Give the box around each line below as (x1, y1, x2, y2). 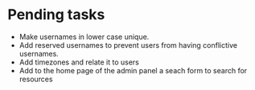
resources (19, 74, 53, 84)
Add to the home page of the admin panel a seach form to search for (19, 65, 248, 75)
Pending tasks (7, 6, 105, 24)
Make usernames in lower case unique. (19, 32, 150, 41)
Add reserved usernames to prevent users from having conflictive (19, 40, 238, 49)
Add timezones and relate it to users (19, 57, 140, 67)
